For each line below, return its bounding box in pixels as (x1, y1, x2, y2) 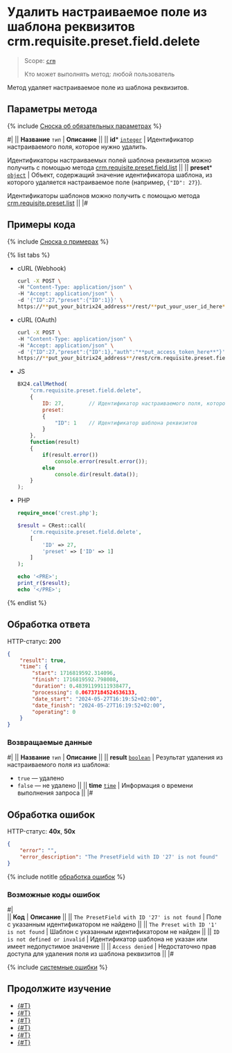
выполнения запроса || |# (17, 789, 93, 797)
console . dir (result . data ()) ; (54, 471, 139, 478)
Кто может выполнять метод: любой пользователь (24, 70, 175, 78)
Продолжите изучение (7, 983, 111, 995)
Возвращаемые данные (7, 738, 93, 748)
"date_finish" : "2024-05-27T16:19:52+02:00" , (32, 702, 166, 709)
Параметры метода (7, 103, 98, 115)
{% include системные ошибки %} (7, 963, 108, 971)
